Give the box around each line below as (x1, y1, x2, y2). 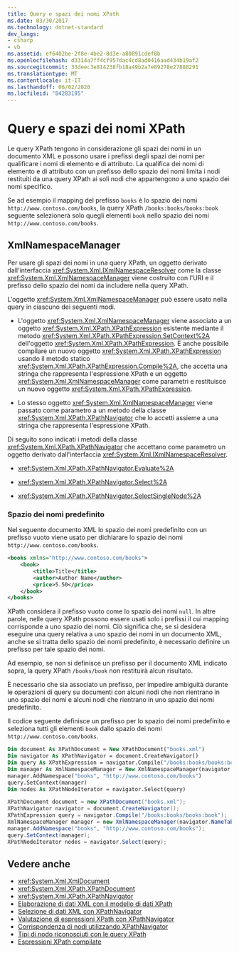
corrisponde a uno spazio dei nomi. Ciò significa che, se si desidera (7, 622, 206, 631)
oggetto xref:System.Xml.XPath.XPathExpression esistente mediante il (17, 324, 224, 332)
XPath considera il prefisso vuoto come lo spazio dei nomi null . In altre (7, 607, 216, 616)
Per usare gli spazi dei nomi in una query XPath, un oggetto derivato (7, 258, 208, 267)
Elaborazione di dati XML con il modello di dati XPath (17, 900, 173, 908)
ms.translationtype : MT (7, 70, 78, 77)
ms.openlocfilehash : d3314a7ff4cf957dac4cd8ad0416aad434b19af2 (7, 57, 199, 64)
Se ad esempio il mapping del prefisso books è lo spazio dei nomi (7, 196, 198, 205)
